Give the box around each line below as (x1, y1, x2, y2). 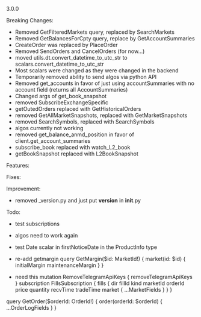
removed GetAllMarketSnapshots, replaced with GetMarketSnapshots (14, 111, 188, 119)
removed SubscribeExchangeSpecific (14, 99, 108, 106)
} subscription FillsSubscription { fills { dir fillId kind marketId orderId (14, 280, 185, 287)
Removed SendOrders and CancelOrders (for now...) (14, 48, 145, 55)
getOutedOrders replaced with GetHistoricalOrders (14, 105, 141, 112)
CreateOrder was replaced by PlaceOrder (14, 42, 119, 48)
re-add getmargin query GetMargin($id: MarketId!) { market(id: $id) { (14, 256, 186, 262)
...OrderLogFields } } (6, 304, 57, 311)
